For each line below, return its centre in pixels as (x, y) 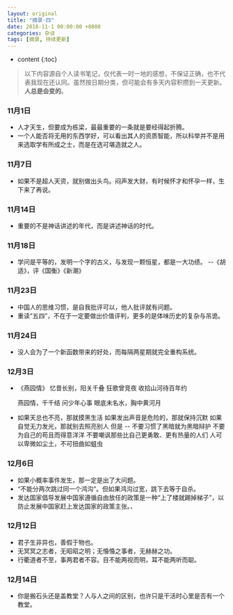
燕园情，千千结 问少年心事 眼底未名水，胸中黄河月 (89, 403)
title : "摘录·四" (31, 20)
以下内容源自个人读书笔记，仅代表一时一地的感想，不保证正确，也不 (122, 74)
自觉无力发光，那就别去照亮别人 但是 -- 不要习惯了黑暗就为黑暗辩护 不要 (121, 426)
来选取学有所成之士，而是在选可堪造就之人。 (81, 145)
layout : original (32, 14)
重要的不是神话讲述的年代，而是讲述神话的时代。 (87, 226)
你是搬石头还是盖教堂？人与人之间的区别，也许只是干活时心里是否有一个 (121, 596)
